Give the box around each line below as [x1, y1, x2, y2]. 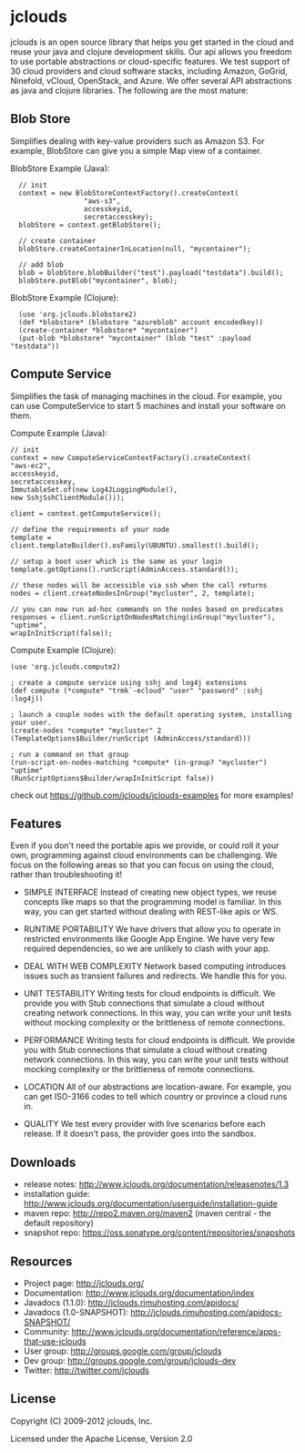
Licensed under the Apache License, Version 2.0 [10, 1433, 193, 1444]
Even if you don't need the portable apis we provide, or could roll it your [10, 840, 280, 851]
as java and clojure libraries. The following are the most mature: [10, 85, 249, 96]
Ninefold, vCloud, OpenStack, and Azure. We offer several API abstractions [10, 75, 292, 86]
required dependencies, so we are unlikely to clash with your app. [23, 943, 271, 954]
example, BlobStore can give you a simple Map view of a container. [10, 145, 262, 156]
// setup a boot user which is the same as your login [10, 557, 223, 566]
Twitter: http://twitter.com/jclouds [23, 1365, 149, 1376]
